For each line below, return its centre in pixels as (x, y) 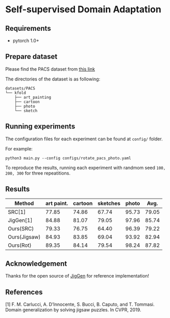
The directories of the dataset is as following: (53, 79)
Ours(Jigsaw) (24, 237)
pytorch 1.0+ (26, 40)
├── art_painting (33, 97)
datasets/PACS (20, 88)
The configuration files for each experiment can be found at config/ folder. (84, 139)
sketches (109, 203)
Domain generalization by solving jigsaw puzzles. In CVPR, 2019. (73, 310)
